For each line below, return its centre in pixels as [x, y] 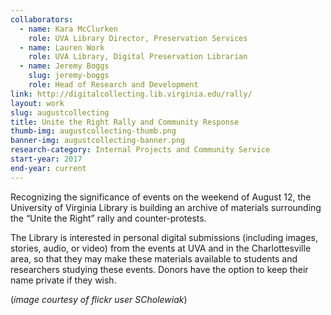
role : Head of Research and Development [113, 85]
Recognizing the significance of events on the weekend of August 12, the [161, 197]
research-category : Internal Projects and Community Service [140, 150]
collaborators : [42, 19]
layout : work [37, 103]
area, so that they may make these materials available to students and [154, 258]
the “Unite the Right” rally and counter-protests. [108, 218]
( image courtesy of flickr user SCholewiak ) [99, 299]
